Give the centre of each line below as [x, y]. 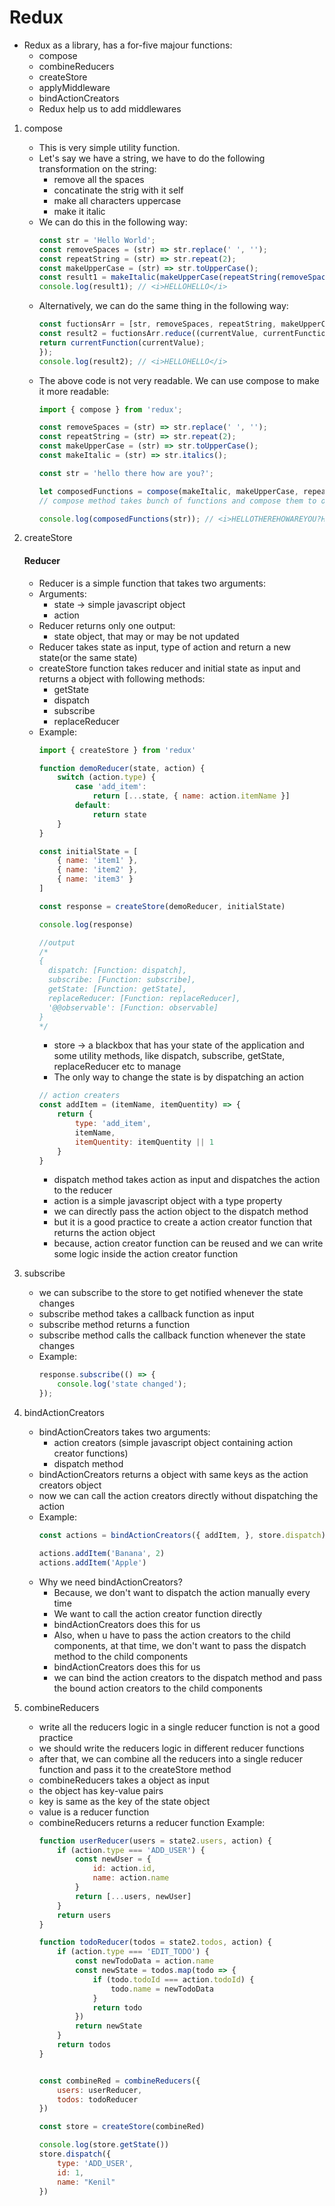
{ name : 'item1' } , [98, 861]
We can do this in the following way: [113, 222]
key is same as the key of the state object [124, 1801]
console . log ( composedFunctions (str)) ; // [126, 519]
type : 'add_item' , [113, 1124]
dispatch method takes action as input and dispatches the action [187, 1180]
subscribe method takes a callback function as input [146, 1314]
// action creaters [79, 1096]
